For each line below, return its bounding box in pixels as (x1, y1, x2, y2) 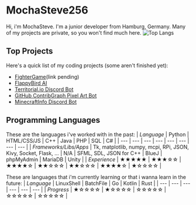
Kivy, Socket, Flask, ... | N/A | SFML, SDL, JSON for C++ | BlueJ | (6, 149, 163, 156)
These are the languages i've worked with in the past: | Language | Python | (6, 130, 189, 138)
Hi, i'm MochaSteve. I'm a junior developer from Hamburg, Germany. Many (6, 23, 186, 30)
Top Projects (6, 46, 53, 56)
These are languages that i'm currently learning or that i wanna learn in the (6, 173, 186, 180)
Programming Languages (6, 115, 101, 125)
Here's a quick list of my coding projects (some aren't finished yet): (6, 62, 169, 69)
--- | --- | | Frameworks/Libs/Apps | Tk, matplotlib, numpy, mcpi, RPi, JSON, (6, 143, 189, 150)
